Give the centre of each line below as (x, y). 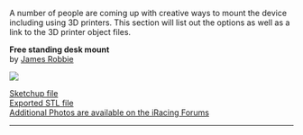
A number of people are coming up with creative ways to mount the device (148, 13)
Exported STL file (41, 103)
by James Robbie (41, 59)
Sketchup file (34, 93)
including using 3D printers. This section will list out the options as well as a (150, 22)
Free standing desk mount (60, 49)
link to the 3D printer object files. (70, 32)
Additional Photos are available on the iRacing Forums (110, 112)
